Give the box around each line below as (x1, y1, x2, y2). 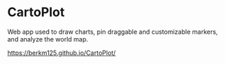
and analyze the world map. (7, 34, 88, 43)
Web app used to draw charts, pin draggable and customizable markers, (7, 27, 218, 36)
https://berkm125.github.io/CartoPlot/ (7, 49, 116, 57)
